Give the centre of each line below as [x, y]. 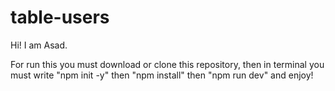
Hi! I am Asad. [39, 45]
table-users [60, 17]
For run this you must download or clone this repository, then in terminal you [167, 64]
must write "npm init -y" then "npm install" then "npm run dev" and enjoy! [162, 75]
